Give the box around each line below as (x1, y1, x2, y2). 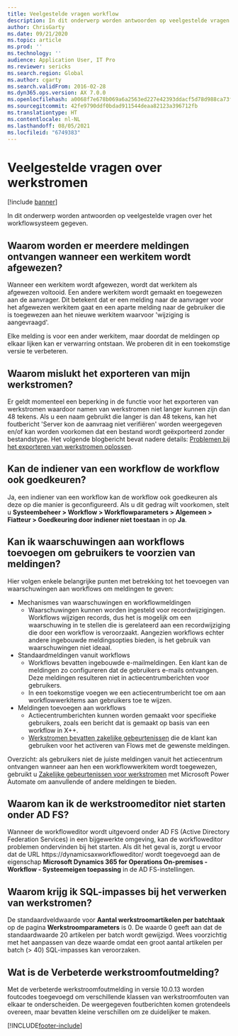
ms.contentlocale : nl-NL (7, 115, 81, 123)
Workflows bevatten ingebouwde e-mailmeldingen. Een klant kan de (28, 658, 228, 666)
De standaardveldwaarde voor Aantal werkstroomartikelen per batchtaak (7, 916, 225, 924)
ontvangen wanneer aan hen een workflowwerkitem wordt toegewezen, (7, 762, 217, 770)
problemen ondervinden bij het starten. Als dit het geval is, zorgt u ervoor (7, 843, 222, 851)
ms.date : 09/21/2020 (7, 30, 69, 38)
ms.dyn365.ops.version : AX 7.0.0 (7, 89, 106, 96)
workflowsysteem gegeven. (7, 219, 89, 227)
